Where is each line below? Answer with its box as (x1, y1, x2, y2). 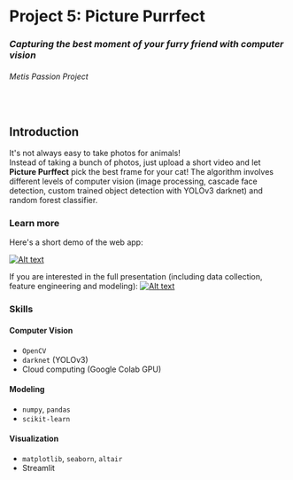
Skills (9, 303, 34, 316)
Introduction (9, 124, 80, 139)
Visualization (9, 433, 59, 445)
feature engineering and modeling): (9, 281, 139, 292)
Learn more (9, 217, 60, 230)
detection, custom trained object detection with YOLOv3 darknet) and (9, 185, 264, 196)
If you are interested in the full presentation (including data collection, (9, 271, 263, 282)
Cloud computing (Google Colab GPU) (21, 364, 162, 374)
